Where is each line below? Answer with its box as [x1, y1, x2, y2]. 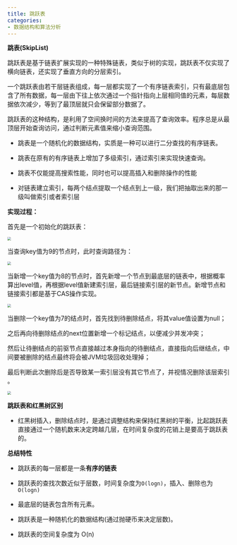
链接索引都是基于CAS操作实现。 [7, 290, 101, 298]
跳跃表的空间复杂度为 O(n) [17, 530, 95, 539]
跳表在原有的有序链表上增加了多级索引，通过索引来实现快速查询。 [17, 154, 209, 162]
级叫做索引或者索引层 [17, 192, 80, 201]
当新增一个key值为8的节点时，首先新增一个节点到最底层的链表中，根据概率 [7, 272, 226, 281]
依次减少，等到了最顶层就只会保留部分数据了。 [13, 100, 150, 109]
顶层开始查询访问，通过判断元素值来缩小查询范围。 [7, 124, 156, 133]
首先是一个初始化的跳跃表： [7, 223, 88, 231]
